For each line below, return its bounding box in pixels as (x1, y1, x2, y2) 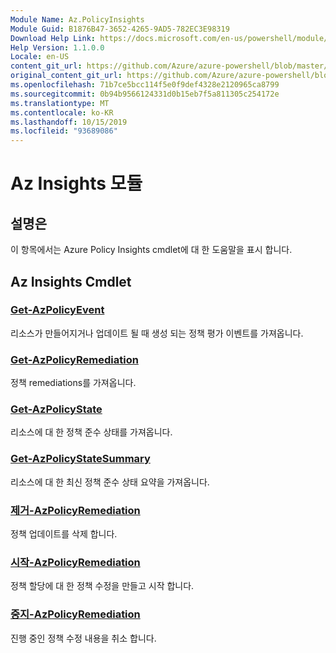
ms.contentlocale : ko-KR (10, 107, 114, 118)
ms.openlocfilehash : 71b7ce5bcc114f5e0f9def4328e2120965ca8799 (10, 80, 280, 90)
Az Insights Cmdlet (10, 273, 132, 290)
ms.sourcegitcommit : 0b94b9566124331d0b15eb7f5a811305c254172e (10, 89, 280, 99)
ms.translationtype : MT (10, 98, 110, 108)
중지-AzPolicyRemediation (10, 607, 141, 621)
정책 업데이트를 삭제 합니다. (10, 528, 118, 540)
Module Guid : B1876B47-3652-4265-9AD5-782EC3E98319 (10, 24, 230, 34)
